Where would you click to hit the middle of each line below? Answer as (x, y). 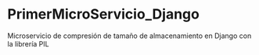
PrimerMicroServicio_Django (104, 14)
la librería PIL (28, 43)
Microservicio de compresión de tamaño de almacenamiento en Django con (129, 36)
